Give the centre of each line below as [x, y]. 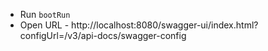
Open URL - [44, 25]
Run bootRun [45, 14]
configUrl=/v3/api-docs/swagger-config [103, 35]
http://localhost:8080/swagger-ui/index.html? [165, 25]
